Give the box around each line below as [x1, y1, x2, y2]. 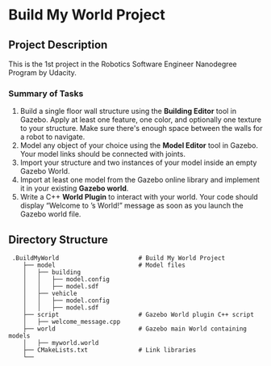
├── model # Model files [23, 261, 186, 270]
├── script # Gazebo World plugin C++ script [23, 311, 254, 319]
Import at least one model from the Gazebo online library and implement [19, 175, 261, 185]
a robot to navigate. [19, 132, 85, 142]
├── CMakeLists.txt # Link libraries [23, 346, 197, 355]
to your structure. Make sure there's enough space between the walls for [19, 124, 263, 133]
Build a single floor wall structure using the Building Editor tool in [19, 107, 237, 116]
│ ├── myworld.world [23, 339, 99, 347]
